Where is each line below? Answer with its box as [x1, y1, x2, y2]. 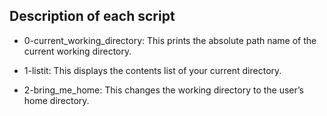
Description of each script [9, 8, 176, 25]
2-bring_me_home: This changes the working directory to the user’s [23, 84, 304, 96]
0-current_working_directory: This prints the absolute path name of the [23, 34, 317, 46]
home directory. [23, 94, 90, 106]
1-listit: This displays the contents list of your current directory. [23, 64, 282, 76]
